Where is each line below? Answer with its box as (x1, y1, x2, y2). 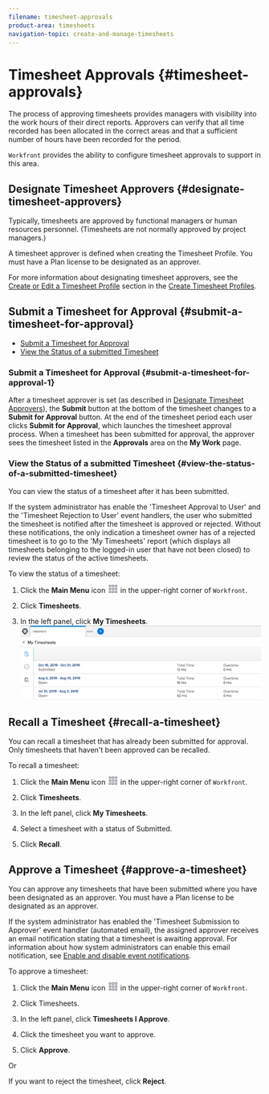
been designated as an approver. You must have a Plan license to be (8, 892, 234, 903)
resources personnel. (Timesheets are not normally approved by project (8, 225, 247, 235)
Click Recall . (19, 839, 62, 849)
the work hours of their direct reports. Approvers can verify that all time (8, 117, 245, 128)
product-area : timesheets (8, 21, 95, 30)
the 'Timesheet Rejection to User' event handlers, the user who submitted (8, 510, 253, 520)
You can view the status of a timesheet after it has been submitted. (8, 486, 230, 496)
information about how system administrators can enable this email (8, 942, 230, 952)
